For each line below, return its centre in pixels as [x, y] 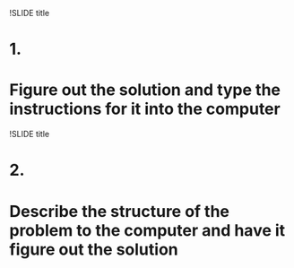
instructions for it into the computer [145, 109]
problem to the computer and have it [147, 230]
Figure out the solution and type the [145, 90]
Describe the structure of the [120, 211]
